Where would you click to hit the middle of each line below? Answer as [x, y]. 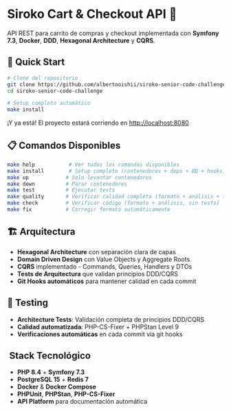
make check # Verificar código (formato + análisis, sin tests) [113, 203]
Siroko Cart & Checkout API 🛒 [92, 14]
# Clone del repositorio [43, 78]
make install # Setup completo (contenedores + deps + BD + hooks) [117, 171]
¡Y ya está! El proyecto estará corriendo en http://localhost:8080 [98, 123]
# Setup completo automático [49, 103]
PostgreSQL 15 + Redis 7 [53, 380]
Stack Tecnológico [50, 355]
